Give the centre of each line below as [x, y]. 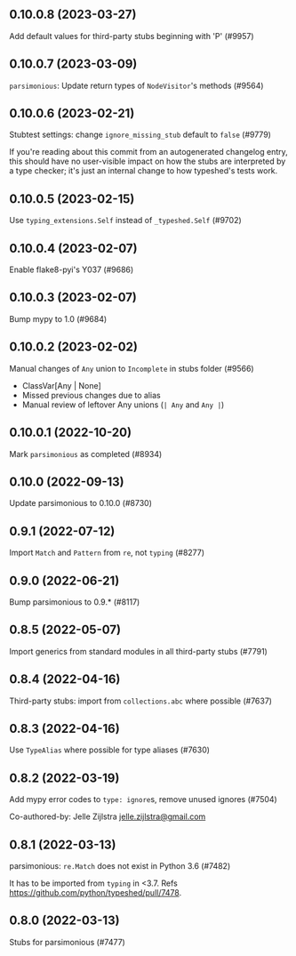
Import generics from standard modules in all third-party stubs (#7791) [139, 651]
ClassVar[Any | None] [62, 385]
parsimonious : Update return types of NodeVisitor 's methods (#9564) [136, 85]
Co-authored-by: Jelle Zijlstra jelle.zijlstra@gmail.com [108, 816]
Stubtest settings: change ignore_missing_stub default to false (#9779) [140, 135]
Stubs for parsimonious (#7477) [68, 942]
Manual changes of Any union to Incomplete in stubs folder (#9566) [132, 368]
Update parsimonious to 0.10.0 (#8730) [81, 503]
